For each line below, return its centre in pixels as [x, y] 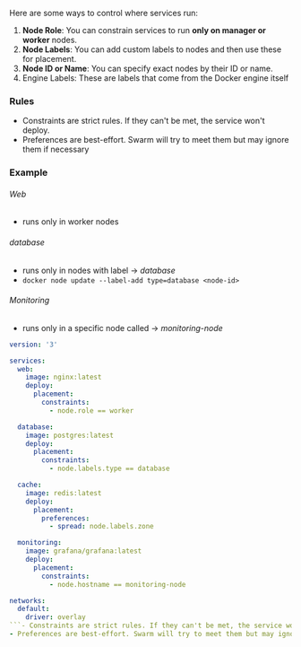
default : [34, 609]
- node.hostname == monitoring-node [117, 584]
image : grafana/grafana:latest [84, 551]
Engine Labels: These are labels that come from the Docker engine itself [155, 78]
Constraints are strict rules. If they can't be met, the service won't [144, 121]
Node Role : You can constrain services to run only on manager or [144, 30]
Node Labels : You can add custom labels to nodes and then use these [152, 49]
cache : [30, 485]
